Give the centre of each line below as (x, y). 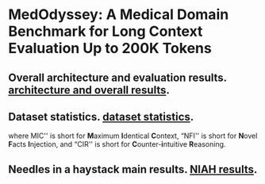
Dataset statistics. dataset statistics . (101, 117)
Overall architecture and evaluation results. (118, 77)
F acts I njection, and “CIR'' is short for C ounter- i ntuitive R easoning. (117, 144)
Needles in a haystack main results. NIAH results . (133, 169)
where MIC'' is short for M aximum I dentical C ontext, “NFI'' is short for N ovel (133, 136)
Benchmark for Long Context (106, 31)
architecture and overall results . (89, 90)
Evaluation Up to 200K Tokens (110, 48)
